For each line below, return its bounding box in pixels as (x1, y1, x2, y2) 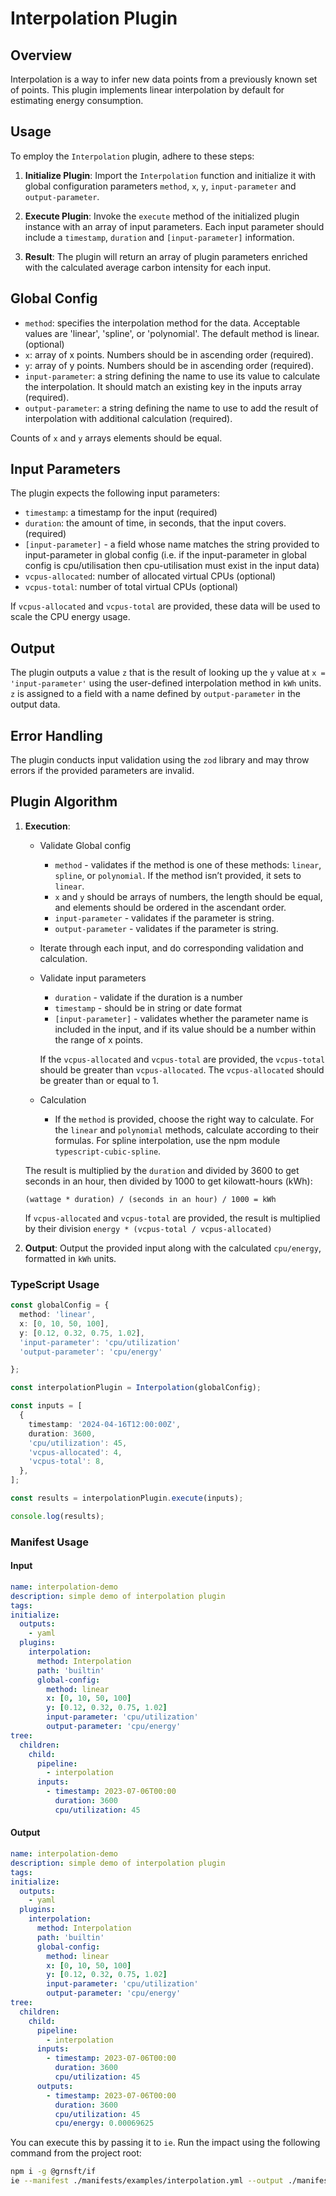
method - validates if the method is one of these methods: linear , (54, 858, 322, 871)
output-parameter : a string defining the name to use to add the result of (24, 402, 319, 414)
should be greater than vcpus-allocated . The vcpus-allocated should (39, 1063, 325, 1076)
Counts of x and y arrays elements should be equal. (10, 432, 223, 444)
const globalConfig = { (10, 1300, 110, 1311)
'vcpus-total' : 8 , (28, 1457, 105, 1467)
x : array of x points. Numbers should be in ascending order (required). (24, 348, 314, 361)
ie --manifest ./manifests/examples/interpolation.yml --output (10, 2176, 284, 2186)
